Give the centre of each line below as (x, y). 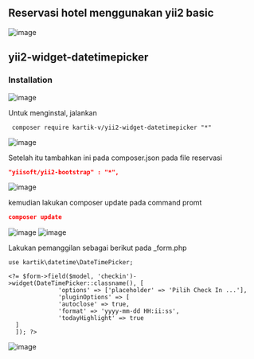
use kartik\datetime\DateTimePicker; (71, 263)
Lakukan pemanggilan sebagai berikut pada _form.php (98, 248)
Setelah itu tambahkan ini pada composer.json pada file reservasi (115, 158)
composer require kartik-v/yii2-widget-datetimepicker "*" (112, 127)
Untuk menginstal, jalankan (53, 113)
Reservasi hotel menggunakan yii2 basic (111, 13)
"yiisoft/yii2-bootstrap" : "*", (64, 172)
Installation (31, 80)
